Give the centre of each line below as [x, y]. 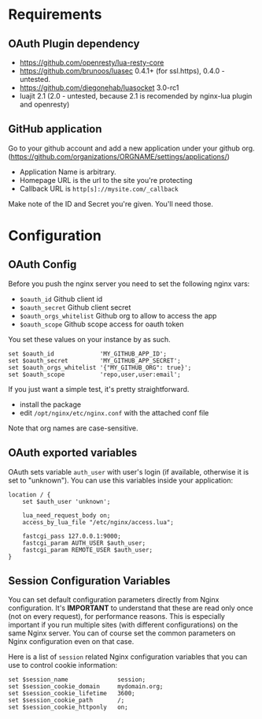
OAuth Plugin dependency [74, 44]
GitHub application [55, 129]
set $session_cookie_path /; [66, 700]
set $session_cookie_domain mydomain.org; [86, 687]
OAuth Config [42, 265]
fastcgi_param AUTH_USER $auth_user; [84, 543]
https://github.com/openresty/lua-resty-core [92, 62]
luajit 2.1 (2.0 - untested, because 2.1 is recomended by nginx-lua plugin [136, 96]
